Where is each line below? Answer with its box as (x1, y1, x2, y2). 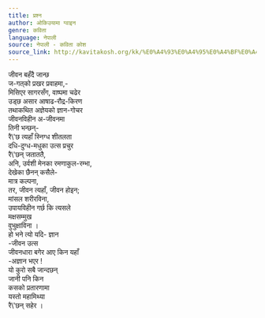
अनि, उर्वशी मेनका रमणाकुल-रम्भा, (8, 159, 92, 168)
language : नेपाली (8, 33, 57, 42)
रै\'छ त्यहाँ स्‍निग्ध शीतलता (8, 132, 73, 141)
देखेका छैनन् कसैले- (8, 167, 58, 177)
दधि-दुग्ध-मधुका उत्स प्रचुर (8, 141, 73, 150)
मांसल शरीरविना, (8, 194, 50, 204)
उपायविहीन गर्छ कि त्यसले (8, 203, 71, 212)
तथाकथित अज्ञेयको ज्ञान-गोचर (8, 106, 83, 114)
